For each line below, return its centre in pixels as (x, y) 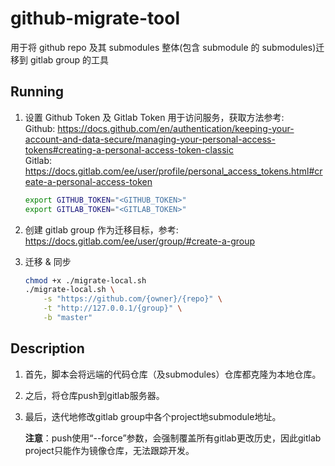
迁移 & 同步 (48, 261)
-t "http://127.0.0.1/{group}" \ (113, 308)
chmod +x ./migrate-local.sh (85, 280)
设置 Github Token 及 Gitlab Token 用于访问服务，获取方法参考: (154, 117)
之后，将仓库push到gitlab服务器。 (94, 395)
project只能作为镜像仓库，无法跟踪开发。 (109, 450)
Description (47, 348)
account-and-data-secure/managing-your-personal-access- (150, 139)
